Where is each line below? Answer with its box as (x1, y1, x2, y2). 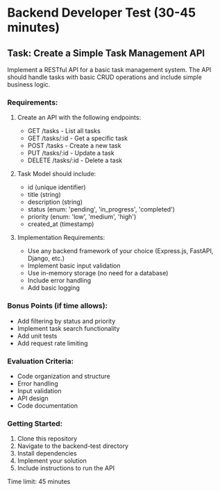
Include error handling (27, 276, 92, 285)
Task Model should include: (17, 170, 96, 178)
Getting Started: (7, 418, 63, 428)
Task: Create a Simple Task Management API (7, 47, 205, 59)
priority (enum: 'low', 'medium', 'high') (27, 213, 137, 221)
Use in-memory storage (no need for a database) (27, 269, 169, 277)
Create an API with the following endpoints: (17, 113, 141, 122)
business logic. (7, 80, 51, 88)
